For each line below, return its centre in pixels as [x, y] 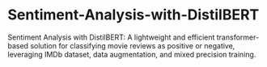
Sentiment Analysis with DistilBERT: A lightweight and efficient [111, 37]
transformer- [238, 37]
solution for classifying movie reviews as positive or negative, [133, 45]
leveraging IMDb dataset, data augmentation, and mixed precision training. [132, 54]
